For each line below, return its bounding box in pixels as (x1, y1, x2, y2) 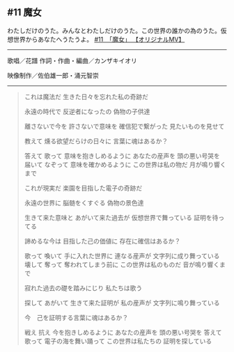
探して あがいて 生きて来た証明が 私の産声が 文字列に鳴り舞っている (24, 298, 221, 307)
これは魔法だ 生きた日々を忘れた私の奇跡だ (24, 93, 148, 101)
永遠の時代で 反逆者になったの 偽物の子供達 (24, 107, 150, 115)
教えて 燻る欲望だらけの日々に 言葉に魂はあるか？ (24, 136, 169, 145)
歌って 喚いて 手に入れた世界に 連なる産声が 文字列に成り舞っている (24, 251, 220, 259)
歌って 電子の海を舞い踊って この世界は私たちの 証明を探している (24, 337, 212, 345)
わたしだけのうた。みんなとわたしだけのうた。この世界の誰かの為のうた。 (7, 26, 221, 35)
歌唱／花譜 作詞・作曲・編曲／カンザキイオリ (7, 56, 137, 65)
